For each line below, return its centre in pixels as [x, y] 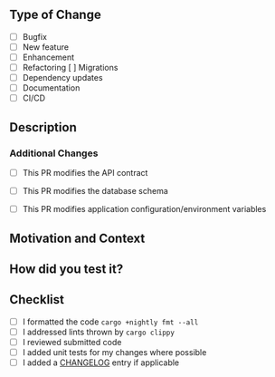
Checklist [37, 300]
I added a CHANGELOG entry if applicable [101, 362]
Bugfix [35, 36]
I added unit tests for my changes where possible [114, 352]
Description [43, 127]
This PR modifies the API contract [85, 172]
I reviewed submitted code [72, 342]
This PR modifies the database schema [95, 191]
